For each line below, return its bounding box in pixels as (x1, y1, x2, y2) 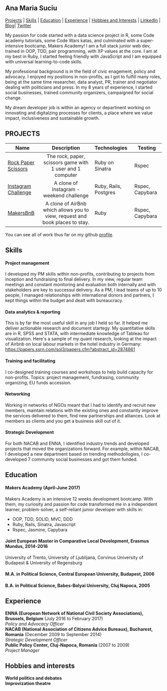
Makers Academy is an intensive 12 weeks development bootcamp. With (5, 496, 153, 502)
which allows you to (43, 206, 89, 213)
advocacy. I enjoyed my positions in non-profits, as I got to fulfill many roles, (5, 73, 162, 79)
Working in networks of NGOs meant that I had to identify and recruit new (5, 402, 156, 408)
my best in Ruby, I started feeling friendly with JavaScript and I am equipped (5, 53, 162, 59)
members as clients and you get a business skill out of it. (5, 418, 121, 424)
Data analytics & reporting (5, 309, 61, 315)
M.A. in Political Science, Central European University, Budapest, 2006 (5, 571, 155, 577)
